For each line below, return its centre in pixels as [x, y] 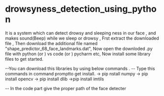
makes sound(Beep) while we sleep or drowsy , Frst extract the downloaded [82, 38]
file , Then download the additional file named [51, 43]
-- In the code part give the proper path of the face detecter [66, 88]
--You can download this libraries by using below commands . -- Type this [80, 68]
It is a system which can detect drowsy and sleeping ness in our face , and [81, 33]
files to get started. [24, 59]
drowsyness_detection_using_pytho [81, 9]
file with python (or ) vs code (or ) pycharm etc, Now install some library [78, 54]
